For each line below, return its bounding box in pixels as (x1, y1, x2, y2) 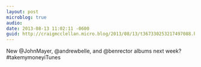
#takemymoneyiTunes (6, 54, 61, 61)
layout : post (6, 8, 39, 15)
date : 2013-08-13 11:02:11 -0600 (6, 25, 90, 32)
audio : (6, 20, 23, 26)
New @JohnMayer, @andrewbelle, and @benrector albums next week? (6, 47, 182, 54)
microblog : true (6, 14, 47, 20)
